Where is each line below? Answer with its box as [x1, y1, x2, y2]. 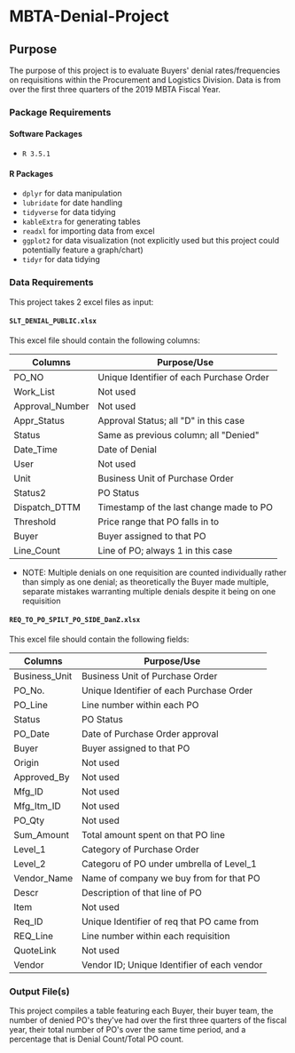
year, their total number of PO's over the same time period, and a [9, 1025, 246, 1035]
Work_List [13, 385, 56, 397]
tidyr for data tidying [21, 254, 100, 265]
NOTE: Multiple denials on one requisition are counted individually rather [21, 567, 287, 578]
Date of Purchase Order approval [81, 728, 219, 740]
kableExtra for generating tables [21, 216, 141, 227]
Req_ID [13, 915, 43, 928]
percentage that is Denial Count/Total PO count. [9, 1033, 184, 1045]
